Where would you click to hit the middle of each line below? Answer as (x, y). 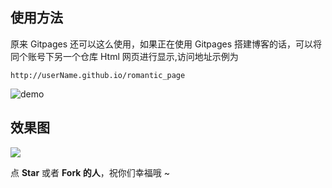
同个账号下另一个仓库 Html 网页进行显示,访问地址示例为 (124, 56)
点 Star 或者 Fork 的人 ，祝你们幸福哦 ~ (90, 172)
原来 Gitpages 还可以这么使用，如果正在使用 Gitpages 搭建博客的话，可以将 (166, 44)
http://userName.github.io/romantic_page (98, 75)
